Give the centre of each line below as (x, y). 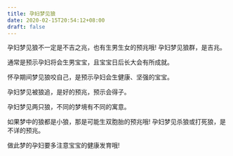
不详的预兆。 (26, 131)
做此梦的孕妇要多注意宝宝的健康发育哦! (64, 146)
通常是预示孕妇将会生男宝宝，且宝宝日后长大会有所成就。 (90, 62)
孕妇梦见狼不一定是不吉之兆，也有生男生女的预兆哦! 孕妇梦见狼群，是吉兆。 (116, 48)
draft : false (26, 27)
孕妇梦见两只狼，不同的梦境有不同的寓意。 (69, 107)
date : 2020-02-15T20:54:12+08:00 (56, 20)
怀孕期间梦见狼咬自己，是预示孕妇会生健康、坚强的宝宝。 (90, 77)
